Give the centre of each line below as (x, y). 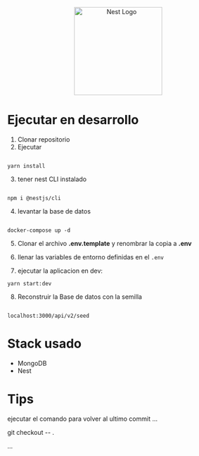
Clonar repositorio (44, 139)
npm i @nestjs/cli (34, 198)
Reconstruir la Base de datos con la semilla (80, 297)
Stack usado (45, 344)
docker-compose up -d (39, 230)
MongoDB (32, 363)
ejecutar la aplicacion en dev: (60, 271)
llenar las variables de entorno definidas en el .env (90, 257)
